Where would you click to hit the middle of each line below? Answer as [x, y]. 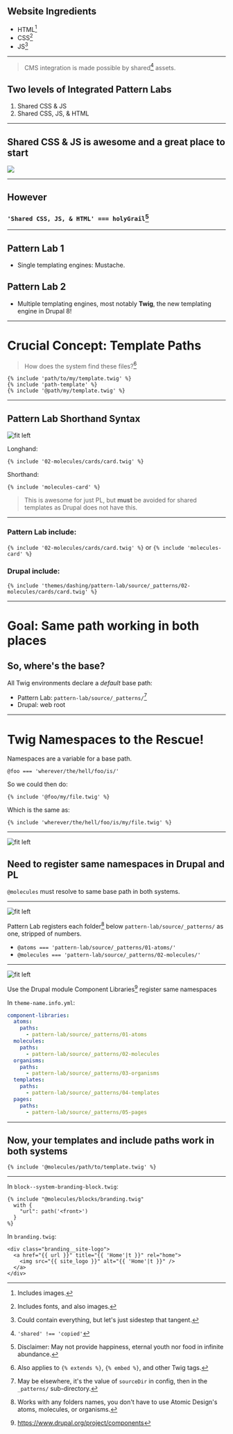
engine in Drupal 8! [44, 311]
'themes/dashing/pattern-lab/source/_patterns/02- [116, 586]
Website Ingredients [52, 11]
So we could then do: [37, 784]
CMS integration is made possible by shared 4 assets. [100, 67]
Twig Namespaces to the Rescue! [106, 739]
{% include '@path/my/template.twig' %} [67, 391]
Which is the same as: [39, 810]
